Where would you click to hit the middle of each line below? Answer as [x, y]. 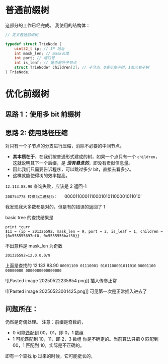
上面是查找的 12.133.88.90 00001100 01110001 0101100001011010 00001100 [80, 266]
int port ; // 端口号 [35, 58]
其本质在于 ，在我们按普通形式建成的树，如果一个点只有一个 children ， [86, 157]
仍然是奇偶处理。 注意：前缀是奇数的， [46, 322]
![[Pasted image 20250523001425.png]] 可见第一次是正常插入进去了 [76, 291]
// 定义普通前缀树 [22, 35]
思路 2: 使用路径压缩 [36, 133]
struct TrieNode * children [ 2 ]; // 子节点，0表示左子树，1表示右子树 [82, 68]
